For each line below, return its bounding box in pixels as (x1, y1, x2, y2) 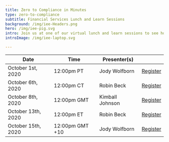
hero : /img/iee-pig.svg (5, 26, 55, 31)
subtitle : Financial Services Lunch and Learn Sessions (5, 17, 125, 22)
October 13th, (8, 108, 41, 115)
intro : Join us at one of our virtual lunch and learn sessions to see (5, 31, 158, 36)
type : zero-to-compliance (5, 12, 59, 17)
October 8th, (8, 93, 38, 100)
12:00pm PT (53, 67, 84, 75)
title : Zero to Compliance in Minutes (5, 7, 87, 13)
